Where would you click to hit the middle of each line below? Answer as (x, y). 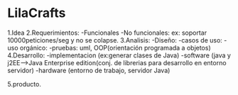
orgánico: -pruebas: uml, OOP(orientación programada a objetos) (115, 47)
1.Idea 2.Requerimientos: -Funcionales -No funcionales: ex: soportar (107, 33)
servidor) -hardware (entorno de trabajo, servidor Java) (89, 70)
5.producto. (24, 84)
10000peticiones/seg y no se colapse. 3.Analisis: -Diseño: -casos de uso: (115, 40)
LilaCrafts (37, 13)
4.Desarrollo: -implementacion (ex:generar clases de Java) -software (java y (119, 55)
